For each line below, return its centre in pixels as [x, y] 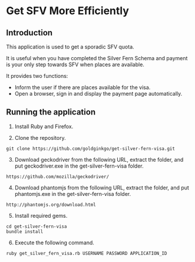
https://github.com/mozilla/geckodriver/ [58, 176]
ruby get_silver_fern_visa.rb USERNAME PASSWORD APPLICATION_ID [87, 253]
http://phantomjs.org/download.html [51, 205]
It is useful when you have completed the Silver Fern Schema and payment [97, 58]
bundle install [25, 231]
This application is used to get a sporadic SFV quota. [70, 47]
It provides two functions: [37, 76]
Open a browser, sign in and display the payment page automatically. [98, 94]
